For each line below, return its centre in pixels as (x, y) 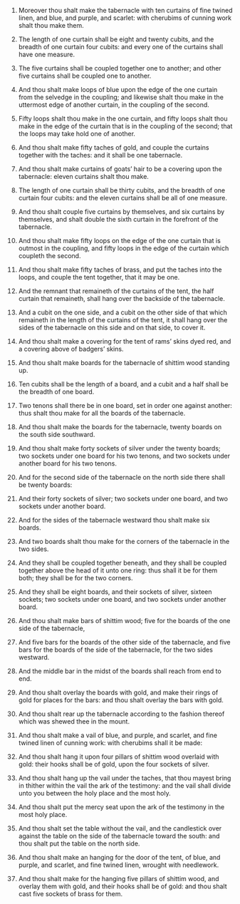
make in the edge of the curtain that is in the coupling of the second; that (125, 126)
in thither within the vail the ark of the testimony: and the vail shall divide (124, 786)
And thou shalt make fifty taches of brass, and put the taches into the (120, 269)
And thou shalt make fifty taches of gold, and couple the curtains (114, 148)
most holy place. (43, 815)
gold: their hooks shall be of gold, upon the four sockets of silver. (114, 764)
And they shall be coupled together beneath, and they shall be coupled (122, 563)
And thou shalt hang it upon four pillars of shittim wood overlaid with (119, 756)
